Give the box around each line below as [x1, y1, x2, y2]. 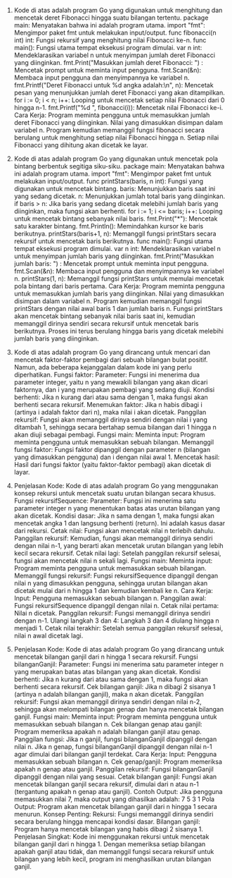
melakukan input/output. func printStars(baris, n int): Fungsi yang [13, 177, 204, 185]
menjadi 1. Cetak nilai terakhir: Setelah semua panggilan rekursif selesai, [13, 624, 224, 632]
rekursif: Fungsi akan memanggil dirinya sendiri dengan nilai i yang [13, 415, 207, 424]
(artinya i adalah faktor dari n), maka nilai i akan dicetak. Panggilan [13, 408, 207, 416]
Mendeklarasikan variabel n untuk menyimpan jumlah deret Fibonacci [13, 51, 216, 59]
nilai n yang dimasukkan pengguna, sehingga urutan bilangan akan [13, 579, 208, 587]
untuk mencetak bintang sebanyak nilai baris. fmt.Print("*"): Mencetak [13, 214, 218, 223]
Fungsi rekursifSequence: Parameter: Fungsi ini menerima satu [13, 496, 197, 505]
